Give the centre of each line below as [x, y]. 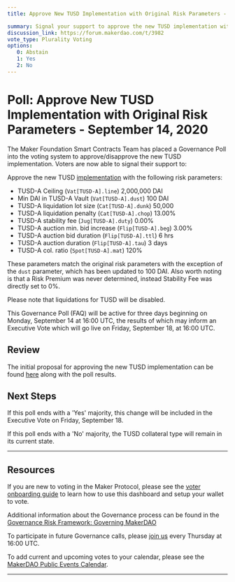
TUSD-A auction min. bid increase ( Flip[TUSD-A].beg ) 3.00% [105, 228]
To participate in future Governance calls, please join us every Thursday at [115, 536]
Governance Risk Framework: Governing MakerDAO [82, 523]
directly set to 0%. [34, 286]
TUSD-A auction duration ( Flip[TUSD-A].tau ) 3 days [92, 242]
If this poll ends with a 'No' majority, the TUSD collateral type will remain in [115, 434]
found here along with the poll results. [62, 374]
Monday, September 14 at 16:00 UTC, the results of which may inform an [112, 320]
